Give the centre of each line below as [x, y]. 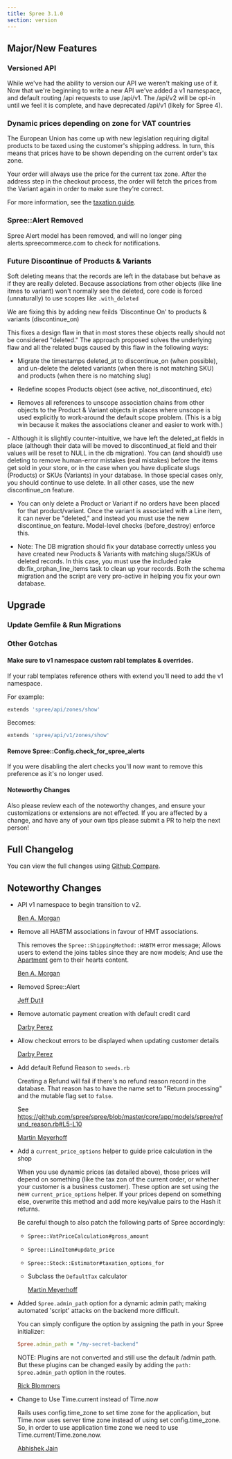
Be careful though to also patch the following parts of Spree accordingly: [121, 1223]
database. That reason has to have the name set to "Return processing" [119, 1088]
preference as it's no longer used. [55, 774]
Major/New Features [52, 48]
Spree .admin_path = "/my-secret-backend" [78, 1344]
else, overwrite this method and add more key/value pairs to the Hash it [119, 1202]
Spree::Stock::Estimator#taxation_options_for [96, 1264]
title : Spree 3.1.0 [35, 14]
